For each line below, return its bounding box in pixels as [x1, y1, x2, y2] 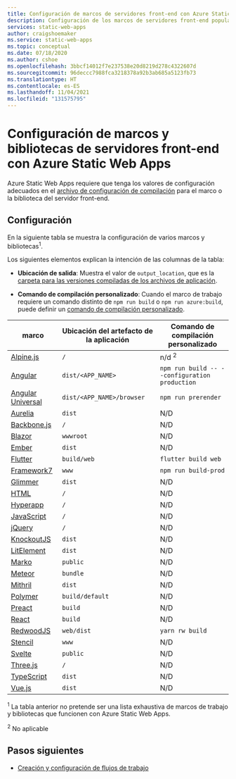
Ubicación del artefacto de [62, 326, 153, 336]
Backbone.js [11, 420, 52, 430]
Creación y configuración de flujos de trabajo [17, 764, 149, 772]
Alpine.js [11, 352, 39, 362]
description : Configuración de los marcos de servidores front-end [7, 17, 209, 24]
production [159, 378, 197, 386]
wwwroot [62, 432, 88, 440]
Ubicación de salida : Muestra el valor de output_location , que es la [17, 269, 214, 278]
